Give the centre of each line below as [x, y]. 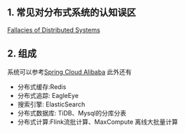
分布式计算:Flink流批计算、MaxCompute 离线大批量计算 [98, 122]
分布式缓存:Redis [42, 87]
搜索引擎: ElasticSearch [51, 104]
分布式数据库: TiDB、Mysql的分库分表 [72, 113]
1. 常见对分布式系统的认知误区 [72, 13]
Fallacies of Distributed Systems [54, 29]
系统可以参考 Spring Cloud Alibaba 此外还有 [69, 71]
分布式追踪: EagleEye [48, 95]
